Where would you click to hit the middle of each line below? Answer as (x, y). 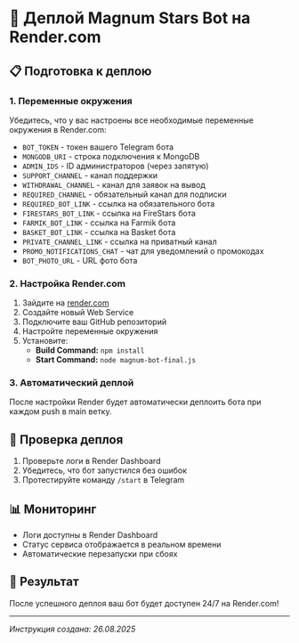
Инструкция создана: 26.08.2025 (73, 629)
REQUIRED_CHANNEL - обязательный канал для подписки (124, 194)
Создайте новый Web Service (78, 313)
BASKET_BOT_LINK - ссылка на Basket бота (99, 232)
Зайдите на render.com (65, 303)
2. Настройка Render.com (68, 283)
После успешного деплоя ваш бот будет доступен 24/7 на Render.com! (144, 603)
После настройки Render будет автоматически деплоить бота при (135, 402)
